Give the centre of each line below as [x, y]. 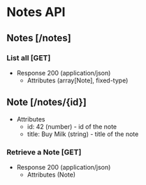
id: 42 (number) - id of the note [72, 126]
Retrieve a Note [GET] [44, 152]
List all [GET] [29, 58]
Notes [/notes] [39, 38]
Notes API [36, 12]
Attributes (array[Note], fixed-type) [78, 80]
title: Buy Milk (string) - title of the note [83, 134]
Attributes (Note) [51, 175]
